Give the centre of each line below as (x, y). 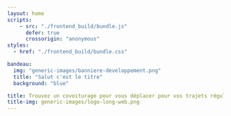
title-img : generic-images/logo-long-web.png (73, 102)
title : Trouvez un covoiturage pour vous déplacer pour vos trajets (107, 96)
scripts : (20, 20)
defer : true (42, 33)
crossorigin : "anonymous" (62, 39)
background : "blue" (41, 83)
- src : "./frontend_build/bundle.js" (74, 26)
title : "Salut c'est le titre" (58, 77)
